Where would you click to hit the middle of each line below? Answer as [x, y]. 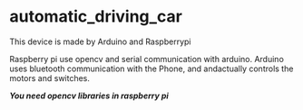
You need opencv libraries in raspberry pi [89, 96]
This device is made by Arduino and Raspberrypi [100, 41]
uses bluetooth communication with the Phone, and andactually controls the [151, 69]
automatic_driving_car [96, 17]
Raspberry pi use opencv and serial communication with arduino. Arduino [147, 59]
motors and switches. [50, 78]
